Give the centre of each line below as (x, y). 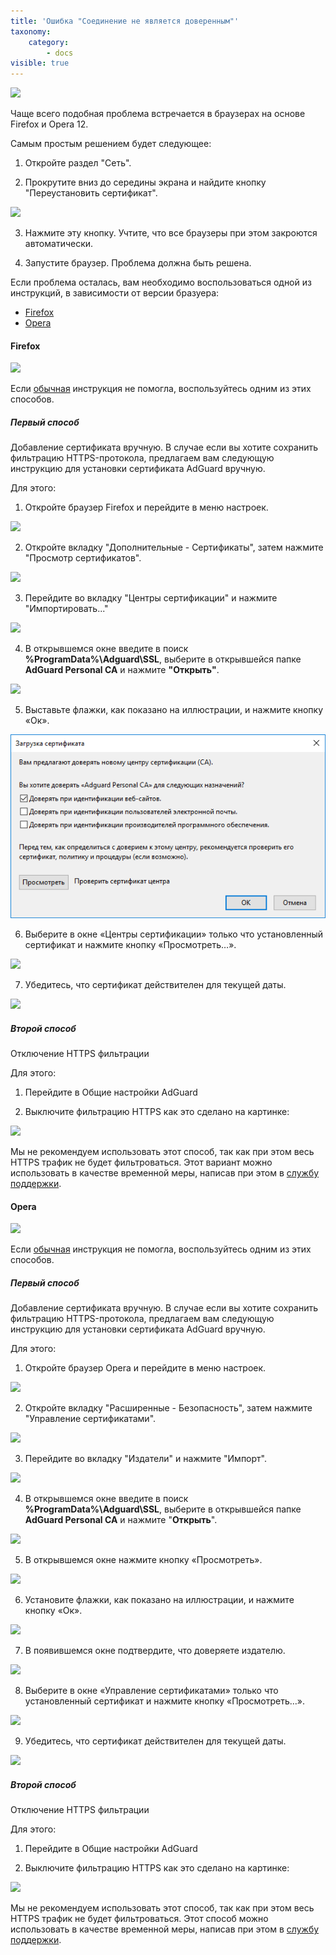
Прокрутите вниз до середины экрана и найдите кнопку (145, 182)
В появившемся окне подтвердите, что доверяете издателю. (155, 1651)
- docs (60, 53)
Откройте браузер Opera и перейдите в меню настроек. (145, 1368)
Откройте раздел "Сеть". (78, 163)
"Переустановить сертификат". (91, 193)
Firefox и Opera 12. (49, 124)
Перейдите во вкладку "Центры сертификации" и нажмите (151, 598)
